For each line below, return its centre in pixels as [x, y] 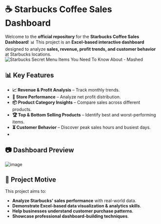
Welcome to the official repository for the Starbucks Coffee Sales [72, 37]
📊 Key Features [30, 75]
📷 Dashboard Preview [40, 150]
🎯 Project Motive [31, 179]
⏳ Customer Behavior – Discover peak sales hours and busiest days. [81, 127]
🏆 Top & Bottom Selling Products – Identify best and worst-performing [84, 114]
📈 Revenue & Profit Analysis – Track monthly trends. [66, 90]
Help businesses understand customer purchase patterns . [73, 211]
